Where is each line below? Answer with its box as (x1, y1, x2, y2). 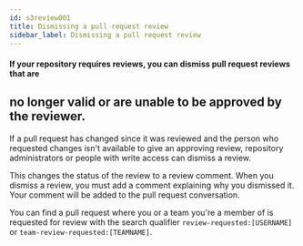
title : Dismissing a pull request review (9, 22, 169, 31)
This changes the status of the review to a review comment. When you (9, 169, 275, 180)
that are (9, 67, 40, 78)
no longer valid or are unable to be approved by (9, 95, 282, 110)
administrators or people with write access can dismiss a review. (9, 152, 252, 163)
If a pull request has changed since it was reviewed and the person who (9, 133, 279, 144)
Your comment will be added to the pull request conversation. (9, 189, 240, 200)
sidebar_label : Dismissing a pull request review (9, 30, 202, 39)
